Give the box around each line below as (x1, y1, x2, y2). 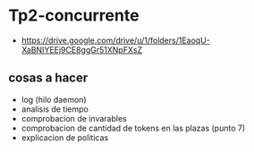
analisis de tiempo (21, 104, 89, 114)
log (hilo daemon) (21, 94, 87, 105)
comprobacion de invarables (21, 113, 127, 123)
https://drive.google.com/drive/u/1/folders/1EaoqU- (21, 35, 211, 46)
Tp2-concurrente (8, 5, 140, 26)
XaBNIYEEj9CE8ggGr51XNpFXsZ (21, 44, 143, 55)
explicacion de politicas (21, 131, 109, 143)
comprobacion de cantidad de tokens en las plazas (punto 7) (21, 122, 246, 133)
